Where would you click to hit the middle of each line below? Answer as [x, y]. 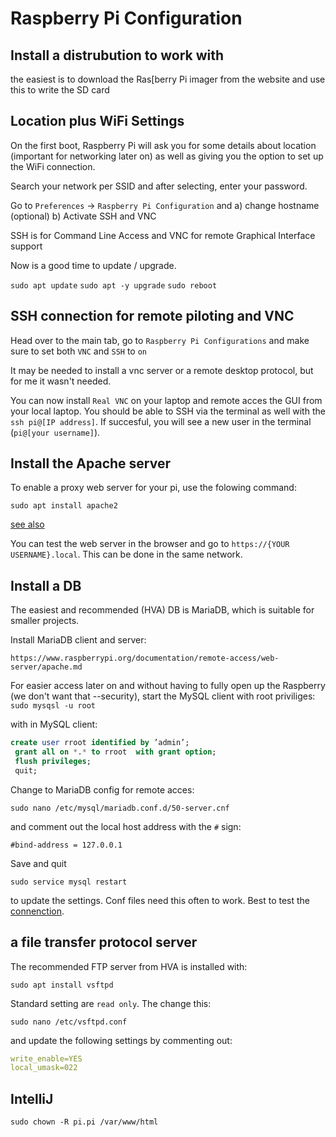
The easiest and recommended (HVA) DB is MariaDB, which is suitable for [162, 610]
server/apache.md [46, 667]
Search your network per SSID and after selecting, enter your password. [159, 186]
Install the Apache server [91, 463]
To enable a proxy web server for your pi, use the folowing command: [153, 488]
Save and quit [38, 863]
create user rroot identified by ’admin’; [100, 743]
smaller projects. [45, 621]
